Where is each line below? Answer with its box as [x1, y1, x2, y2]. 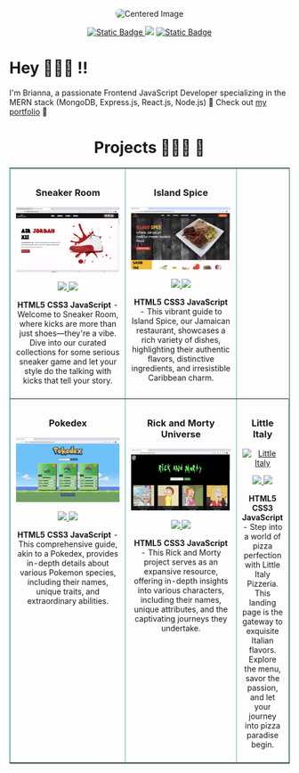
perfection [243, 549, 282, 560]
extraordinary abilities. [27, 596, 109, 606]
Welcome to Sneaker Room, [17, 308, 118, 320]
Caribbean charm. [148, 372, 214, 383]
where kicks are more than [19, 318, 117, 329]
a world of [244, 531, 282, 541]
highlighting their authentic [132, 344, 230, 354]
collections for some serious [16, 346, 120, 357]
